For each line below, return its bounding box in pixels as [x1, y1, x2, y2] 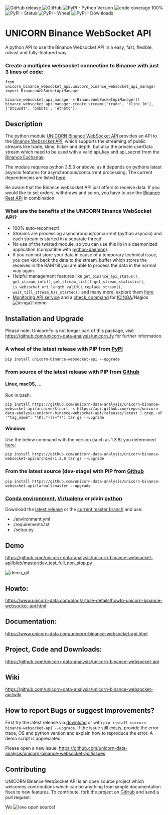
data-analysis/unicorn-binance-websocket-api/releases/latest [5, 410, 138, 416]
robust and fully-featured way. [5, 49, 68, 55]
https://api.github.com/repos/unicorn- [77, 406, 160, 411]
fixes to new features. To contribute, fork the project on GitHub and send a [5, 789, 159, 795]
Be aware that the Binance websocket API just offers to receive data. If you [5, 185, 160, 191]
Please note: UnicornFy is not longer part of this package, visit [5, 328, 134, 334]
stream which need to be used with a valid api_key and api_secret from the [5, 149, 159, 155]
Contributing [5, 765, 46, 773]
